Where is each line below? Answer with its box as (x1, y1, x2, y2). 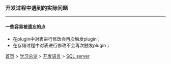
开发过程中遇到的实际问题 (5, 4, 68, 11)
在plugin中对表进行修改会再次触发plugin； (12, 36, 101, 42)
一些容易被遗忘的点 (5, 23, 46, 29)
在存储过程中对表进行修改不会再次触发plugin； (12, 42, 111, 48)
